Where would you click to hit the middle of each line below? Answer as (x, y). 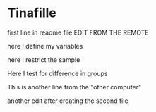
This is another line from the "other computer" (74, 87)
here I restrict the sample (44, 60)
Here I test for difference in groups (58, 73)
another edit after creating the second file (68, 101)
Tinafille (32, 13)
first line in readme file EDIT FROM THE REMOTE (78, 32)
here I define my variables (45, 46)
